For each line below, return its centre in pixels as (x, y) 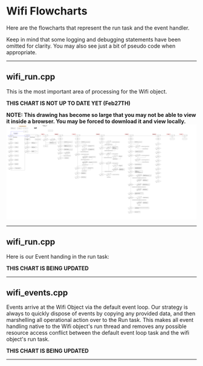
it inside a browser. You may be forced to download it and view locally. (96, 121)
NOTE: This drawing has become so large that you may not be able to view (101, 115)
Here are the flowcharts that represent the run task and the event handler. (98, 28)
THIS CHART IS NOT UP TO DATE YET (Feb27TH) (69, 103)
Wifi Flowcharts (47, 11)
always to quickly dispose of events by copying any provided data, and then (101, 314)
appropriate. (22, 52)
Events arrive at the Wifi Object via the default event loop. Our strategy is (97, 307)
